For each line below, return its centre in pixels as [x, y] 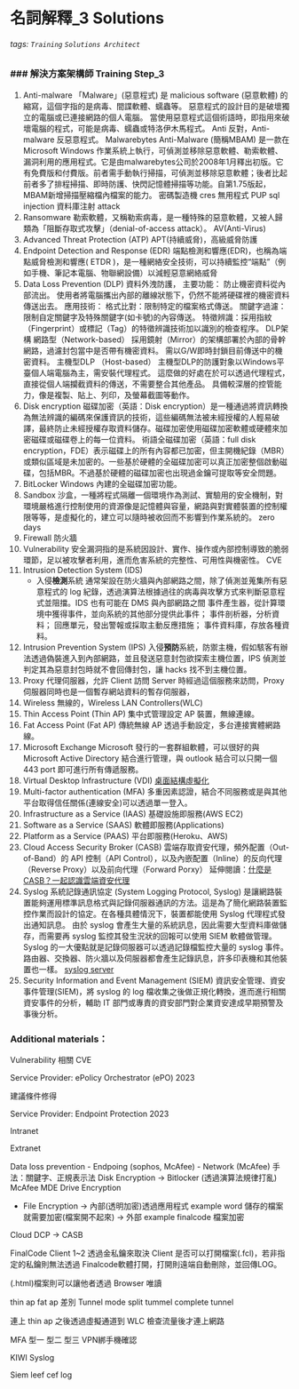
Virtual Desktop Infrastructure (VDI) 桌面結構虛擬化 [116, 780]
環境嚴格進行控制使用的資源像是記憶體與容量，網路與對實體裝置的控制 [151, 506]
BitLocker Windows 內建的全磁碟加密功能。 [102, 483]
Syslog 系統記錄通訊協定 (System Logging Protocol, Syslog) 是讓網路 [149, 891]
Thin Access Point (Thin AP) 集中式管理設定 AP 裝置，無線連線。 [141, 714]
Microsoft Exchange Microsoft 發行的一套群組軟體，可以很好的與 [141, 746]
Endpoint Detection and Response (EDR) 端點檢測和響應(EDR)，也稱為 [151, 251]
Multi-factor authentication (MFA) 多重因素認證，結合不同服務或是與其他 [155, 791]
